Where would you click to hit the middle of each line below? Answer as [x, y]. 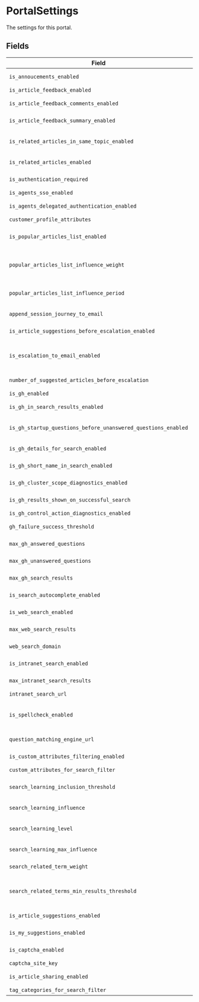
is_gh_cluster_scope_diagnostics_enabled [68, 483]
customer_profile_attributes [50, 219]
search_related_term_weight [49, 866]
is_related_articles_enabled [50, 162]
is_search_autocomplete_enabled [55, 595]
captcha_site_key [33, 963]
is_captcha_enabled [36, 950]
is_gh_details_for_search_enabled [58, 448]
